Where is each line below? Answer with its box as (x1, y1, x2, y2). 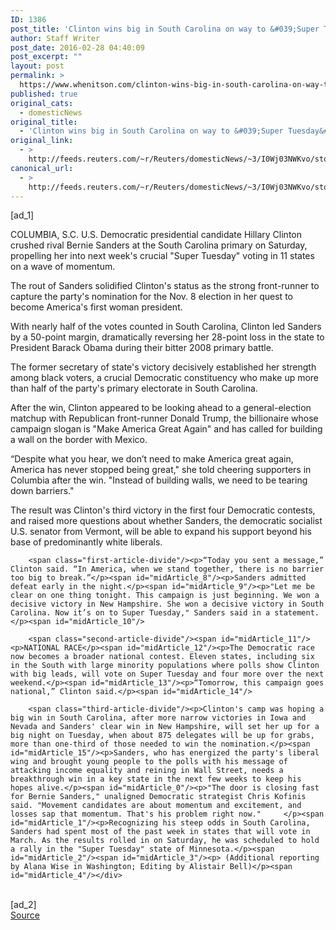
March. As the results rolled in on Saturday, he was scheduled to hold (10, 836, 320, 846)
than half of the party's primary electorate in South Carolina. (10, 382, 258, 395)
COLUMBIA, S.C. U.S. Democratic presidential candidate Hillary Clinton (10, 229, 303, 241)
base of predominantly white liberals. (10, 536, 163, 548)
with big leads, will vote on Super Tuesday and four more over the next (10, 669, 325, 680)
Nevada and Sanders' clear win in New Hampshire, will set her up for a (10, 722, 320, 732)
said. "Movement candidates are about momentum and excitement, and (10, 801, 302, 811)
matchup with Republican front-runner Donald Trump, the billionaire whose (10, 412, 319, 425)
